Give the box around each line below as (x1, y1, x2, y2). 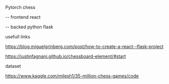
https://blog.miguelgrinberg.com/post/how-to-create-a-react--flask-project (5, 44, 164, 50)
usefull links (5, 34, 30, 39)
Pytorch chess (5, 5, 36, 10)
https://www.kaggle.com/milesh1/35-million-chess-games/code (5, 73, 139, 79)
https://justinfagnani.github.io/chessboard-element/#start (5, 53, 126, 59)
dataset (5, 63, 21, 69)
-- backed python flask (5, 24, 53, 30)
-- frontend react (5, 14, 41, 20)
